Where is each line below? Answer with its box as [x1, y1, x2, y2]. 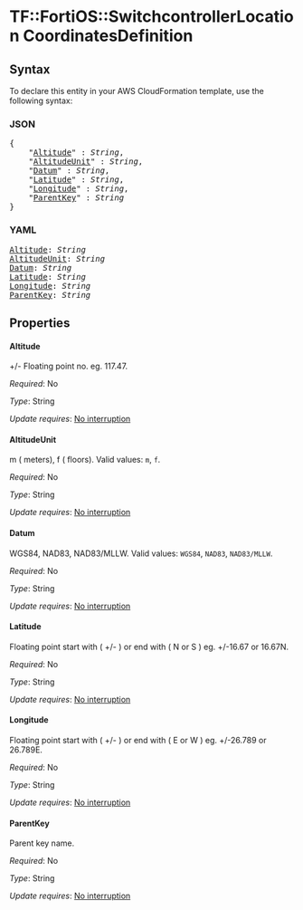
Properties [9, 315, 71, 330]
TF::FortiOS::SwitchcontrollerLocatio [9, 6, 294, 27]
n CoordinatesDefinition [9, 25, 194, 46]
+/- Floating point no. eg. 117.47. [9, 360, 128, 372]
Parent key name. [9, 838, 75, 848]
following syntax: [9, 95, 73, 106]
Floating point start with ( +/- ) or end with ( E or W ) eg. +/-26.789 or [9, 735, 267, 745]
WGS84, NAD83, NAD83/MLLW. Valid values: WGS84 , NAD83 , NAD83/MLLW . [9, 548, 273, 559]
